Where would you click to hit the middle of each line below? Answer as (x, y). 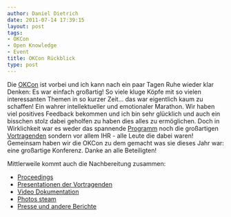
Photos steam (37, 199)
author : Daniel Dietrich (43, 13)
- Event (18, 52)
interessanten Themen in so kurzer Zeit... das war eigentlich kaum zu (105, 99)
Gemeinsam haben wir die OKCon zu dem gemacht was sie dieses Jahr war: (115, 143)
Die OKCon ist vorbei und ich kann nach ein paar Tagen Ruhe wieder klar (111, 84)
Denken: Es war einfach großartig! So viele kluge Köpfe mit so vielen (104, 92)
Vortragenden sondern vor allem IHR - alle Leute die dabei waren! (100, 136)
